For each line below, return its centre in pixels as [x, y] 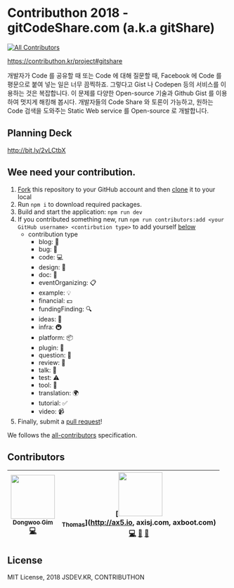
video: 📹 [51, 411]
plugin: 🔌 [51, 347]
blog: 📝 [49, 241]
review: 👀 [52, 362]
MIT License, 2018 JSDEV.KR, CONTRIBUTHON [76, 577]
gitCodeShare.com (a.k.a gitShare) [111, 28]
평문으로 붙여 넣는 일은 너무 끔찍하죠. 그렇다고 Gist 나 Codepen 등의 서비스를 [113, 84]
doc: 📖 [48, 274]
